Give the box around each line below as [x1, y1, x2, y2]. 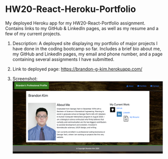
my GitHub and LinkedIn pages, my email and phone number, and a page [12, 51, 163, 57]
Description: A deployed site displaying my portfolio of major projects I [12, 40, 158, 46]
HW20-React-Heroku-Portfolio [5, 3, 136, 15]
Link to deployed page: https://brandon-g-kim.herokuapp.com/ [12, 66, 142, 72]
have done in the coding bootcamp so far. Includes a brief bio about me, [12, 45, 161, 51]
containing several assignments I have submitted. [12, 56, 114, 62]
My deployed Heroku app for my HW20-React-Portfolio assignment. [5, 20, 145, 26]
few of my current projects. [5, 30, 61, 36]
